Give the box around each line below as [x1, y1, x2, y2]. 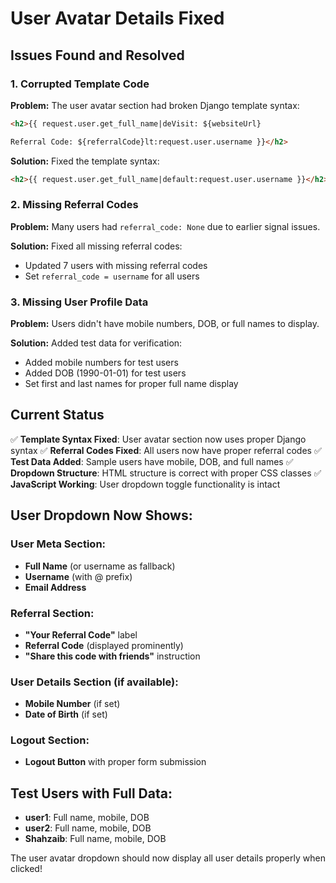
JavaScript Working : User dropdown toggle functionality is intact [10, 478, 281, 490]
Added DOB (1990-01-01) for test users [24, 367, 187, 379]
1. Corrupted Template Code [10, 77, 150, 91]
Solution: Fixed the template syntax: [10, 155, 160, 167]
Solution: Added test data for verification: [10, 337, 183, 349]
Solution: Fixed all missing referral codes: [10, 240, 183, 252]
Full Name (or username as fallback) [24, 560, 176, 572]
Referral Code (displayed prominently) [24, 639, 184, 651]
